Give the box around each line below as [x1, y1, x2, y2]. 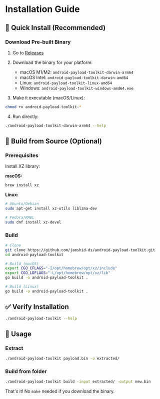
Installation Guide [5, 3, 80, 15]
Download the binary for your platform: [12, 59, 93, 65]
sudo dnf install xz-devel [5, 219, 61, 224]
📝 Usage [5, 329, 31, 338]
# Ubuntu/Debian [5, 201, 39, 206]
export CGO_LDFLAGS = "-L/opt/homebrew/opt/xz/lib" [5, 270, 111, 275]
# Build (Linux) [5, 284, 39, 289]
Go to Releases [12, 49, 44, 55]
